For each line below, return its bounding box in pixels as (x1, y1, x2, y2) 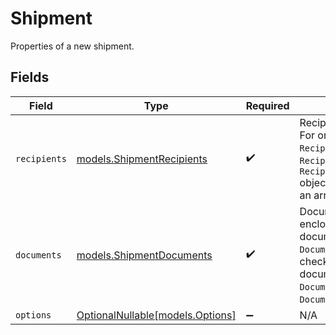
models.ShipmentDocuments (76, 248, 213, 262)
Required (245, 98, 290, 112)
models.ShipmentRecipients (76, 152, 208, 166)
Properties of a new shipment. (10, 40, 135, 52)
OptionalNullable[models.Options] (76, 308, 237, 322)
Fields (10, 69, 50, 86)
